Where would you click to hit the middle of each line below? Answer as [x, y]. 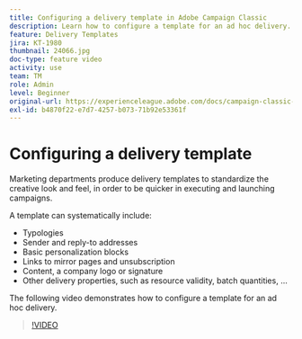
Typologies [43, 233]
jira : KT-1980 [36, 43]
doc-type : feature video [56, 59]
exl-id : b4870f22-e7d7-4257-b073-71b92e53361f [98, 110]
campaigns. [31, 198]
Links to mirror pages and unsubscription [98, 262]
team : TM [26, 76]
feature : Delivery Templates [64, 34]
